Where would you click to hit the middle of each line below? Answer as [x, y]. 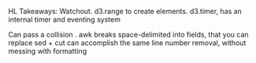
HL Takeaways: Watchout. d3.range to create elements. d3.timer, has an [125, 11]
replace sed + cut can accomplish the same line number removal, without [127, 43]
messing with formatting [48, 51]
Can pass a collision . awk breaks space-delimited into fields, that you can [129, 35]
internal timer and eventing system [64, 19]
